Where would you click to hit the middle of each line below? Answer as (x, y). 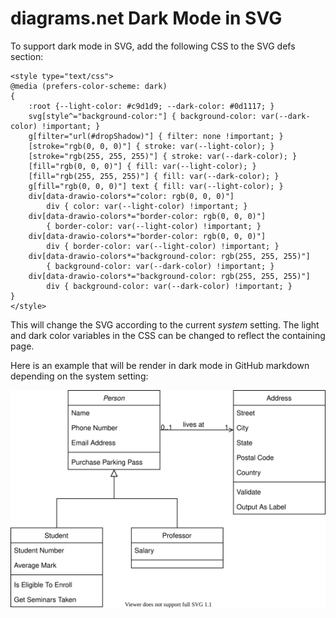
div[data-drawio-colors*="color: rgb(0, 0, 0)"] (131, 196)
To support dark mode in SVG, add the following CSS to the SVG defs (153, 46)
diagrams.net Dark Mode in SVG (146, 18)
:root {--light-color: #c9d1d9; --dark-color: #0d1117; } (151, 106)
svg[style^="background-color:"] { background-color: (142, 116)
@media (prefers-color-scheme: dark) (89, 86)
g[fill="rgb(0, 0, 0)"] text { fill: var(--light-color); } (156, 186)
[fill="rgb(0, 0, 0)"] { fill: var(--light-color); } (142, 166)
